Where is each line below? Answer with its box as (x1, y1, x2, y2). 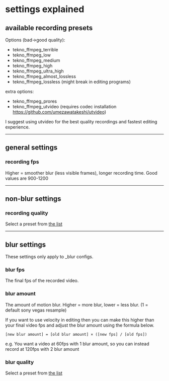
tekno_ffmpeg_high (12, 63, 53, 68)
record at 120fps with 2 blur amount (5, 346, 79, 352)
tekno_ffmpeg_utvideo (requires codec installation (12, 104, 117, 109)
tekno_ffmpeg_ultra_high (12, 68, 64, 74)
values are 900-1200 (5, 175, 49, 181)
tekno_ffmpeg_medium (12, 57, 60, 63)
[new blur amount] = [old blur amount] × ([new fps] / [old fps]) (5, 332, 147, 337)
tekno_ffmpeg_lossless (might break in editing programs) (12, 79, 131, 85)
